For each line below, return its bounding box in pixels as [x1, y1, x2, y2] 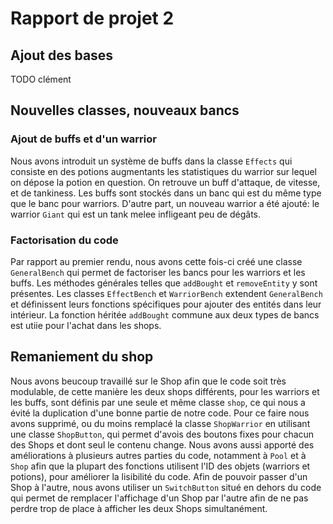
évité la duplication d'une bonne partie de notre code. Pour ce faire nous [10, 407, 310, 419]
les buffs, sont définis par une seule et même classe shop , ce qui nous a [10, 396, 306, 408]
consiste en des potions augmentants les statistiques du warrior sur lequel [10, 165, 317, 177]
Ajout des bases [10, 47, 114, 64]
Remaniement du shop [10, 348, 154, 366]
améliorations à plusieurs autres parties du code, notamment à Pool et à [10, 449, 307, 461]
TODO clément [10, 73, 72, 85]
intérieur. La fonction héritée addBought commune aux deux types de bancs [10, 308, 320, 321]
